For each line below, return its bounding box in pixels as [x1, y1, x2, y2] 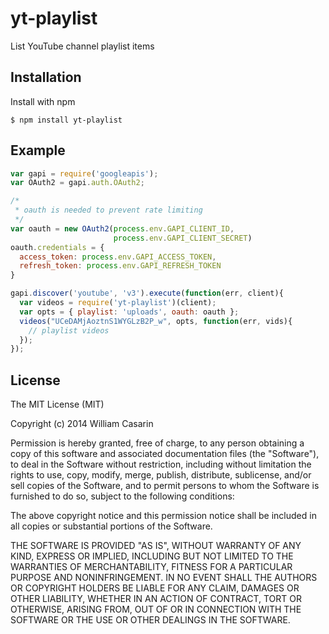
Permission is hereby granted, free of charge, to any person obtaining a [10, 437, 305, 449]
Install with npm [10, 95, 76, 107]
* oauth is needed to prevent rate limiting [14, 205, 203, 216]
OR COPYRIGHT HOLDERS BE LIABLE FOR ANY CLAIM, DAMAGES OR [10, 582, 300, 594]
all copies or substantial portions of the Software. [10, 520, 213, 532]
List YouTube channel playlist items [10, 40, 155, 52]
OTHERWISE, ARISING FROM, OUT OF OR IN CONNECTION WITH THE [10, 603, 302, 616]
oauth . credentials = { [10, 242, 105, 252]
